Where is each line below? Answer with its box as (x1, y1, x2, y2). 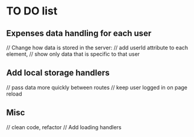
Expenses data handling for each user (6, 28, 152, 38)
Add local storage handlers (6, 68, 110, 78)
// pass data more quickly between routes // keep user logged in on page (6, 84, 188, 91)
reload (6, 90, 22, 97)
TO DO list (6, 4, 58, 18)
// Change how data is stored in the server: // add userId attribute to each (6, 44, 189, 51)
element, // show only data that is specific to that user (6, 50, 140, 58)
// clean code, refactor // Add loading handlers (6, 123, 122, 130)
